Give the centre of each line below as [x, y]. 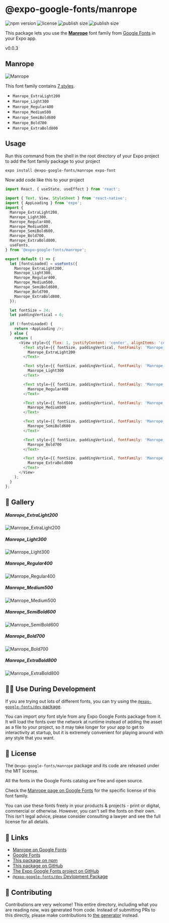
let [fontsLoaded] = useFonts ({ [44, 264]
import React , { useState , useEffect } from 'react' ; [63, 189]
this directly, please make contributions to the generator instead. [72, 915]
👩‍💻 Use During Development [51, 689]
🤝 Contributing [29, 893]
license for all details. [27, 822]
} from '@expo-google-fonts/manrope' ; [46, 250]
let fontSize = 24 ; [30, 310]
